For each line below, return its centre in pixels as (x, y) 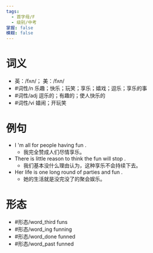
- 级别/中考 (24, 22)
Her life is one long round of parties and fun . (69, 172)
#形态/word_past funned (44, 244)
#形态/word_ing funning (43, 229)
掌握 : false (20, 28)
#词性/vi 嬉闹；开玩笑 (40, 103)
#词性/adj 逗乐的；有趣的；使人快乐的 (60, 96)
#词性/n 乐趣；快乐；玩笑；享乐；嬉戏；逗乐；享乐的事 (81, 89)
